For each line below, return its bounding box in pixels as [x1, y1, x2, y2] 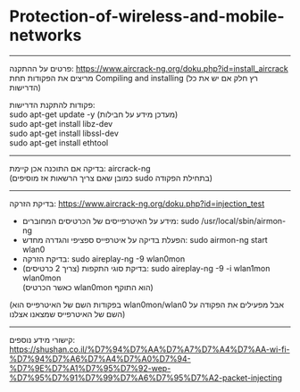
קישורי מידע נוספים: [9, 334, 76, 345]
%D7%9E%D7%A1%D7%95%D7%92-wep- [9, 363, 171, 373]
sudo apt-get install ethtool [9, 137, 109, 148]
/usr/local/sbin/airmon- [200, 215, 287, 226]
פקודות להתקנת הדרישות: [9, 99, 96, 110]
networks [9, 25, 82, 46]
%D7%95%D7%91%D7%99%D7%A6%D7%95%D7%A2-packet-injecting [9, 372, 283, 383]
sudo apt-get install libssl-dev [9, 128, 119, 138]
